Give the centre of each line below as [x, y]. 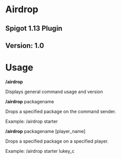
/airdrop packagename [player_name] [45, 131]
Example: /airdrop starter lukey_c [40, 151]
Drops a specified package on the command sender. [61, 111]
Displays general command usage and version [54, 92]
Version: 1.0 [25, 45]
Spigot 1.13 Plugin [34, 28]
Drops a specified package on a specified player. [57, 141]
